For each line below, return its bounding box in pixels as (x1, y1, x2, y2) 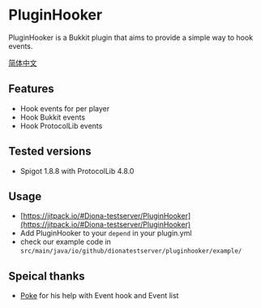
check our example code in (19, 237, 112, 247)
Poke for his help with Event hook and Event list (19, 291, 179, 301)
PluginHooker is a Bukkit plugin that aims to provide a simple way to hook (8, 33, 254, 42)
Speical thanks (8, 269, 85, 283)
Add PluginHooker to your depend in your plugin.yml (19, 228, 192, 238)
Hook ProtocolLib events (19, 120, 103, 131)
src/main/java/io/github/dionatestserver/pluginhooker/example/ (19, 247, 242, 255)
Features (8, 82, 54, 96)
